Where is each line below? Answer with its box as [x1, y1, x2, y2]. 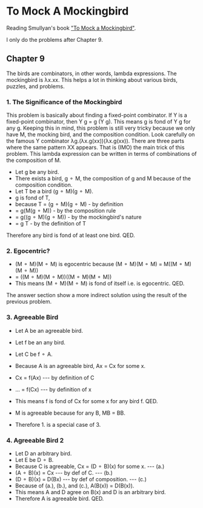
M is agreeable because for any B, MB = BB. [15, 409, 126, 416]
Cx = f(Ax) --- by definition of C [15, 374, 95, 381]
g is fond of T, [15, 194, 50, 201]
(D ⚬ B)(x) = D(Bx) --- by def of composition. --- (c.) [15, 475, 147, 483]
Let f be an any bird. [15, 338, 65, 346]
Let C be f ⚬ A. [15, 350, 53, 358]
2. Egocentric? [6, 247, 50, 255]
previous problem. [6, 298, 52, 306]
